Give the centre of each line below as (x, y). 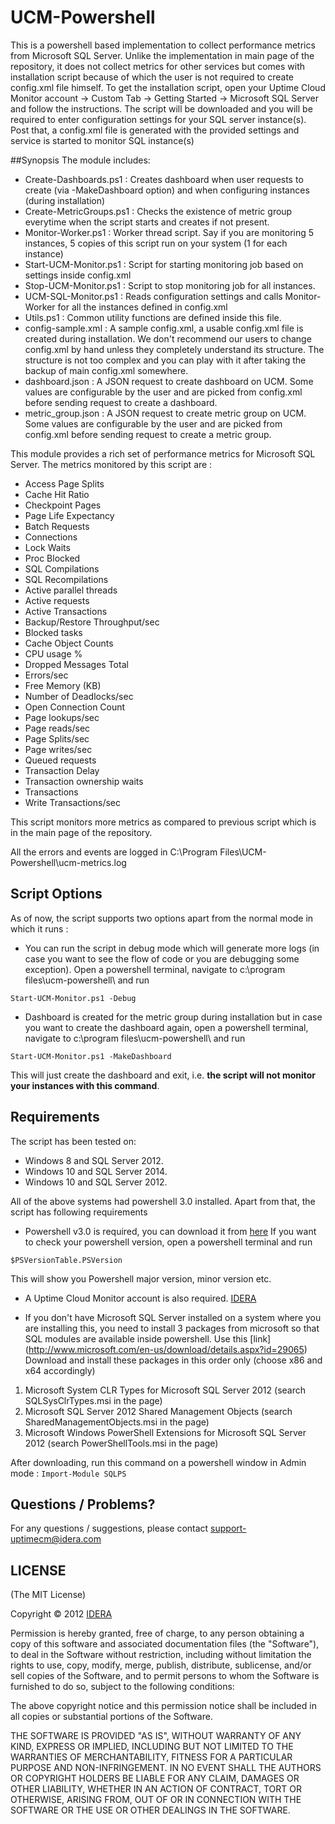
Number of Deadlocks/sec (79, 696)
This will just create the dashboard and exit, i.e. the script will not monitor (163, 1075)
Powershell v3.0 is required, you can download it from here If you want (170, 1231)
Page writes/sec (58, 749)
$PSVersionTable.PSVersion (66, 1260)
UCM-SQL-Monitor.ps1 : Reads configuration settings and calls (153, 296)
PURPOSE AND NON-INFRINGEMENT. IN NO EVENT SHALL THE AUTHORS (166, 1768)
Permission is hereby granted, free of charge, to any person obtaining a (157, 1633)
